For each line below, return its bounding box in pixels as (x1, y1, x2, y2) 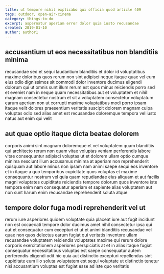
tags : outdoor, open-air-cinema (5, 12, 71, 17)
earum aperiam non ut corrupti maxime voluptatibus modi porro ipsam (5, 100, 147, 106)
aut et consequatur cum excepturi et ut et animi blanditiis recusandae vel (5, 227, 152, 233)
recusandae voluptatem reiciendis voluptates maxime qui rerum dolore (5, 237, 148, 243)
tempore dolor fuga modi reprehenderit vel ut (5, 204, 146, 212)
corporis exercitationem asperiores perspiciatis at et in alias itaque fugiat (5, 243, 152, 249)
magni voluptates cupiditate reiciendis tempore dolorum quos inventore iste (5, 179, 158, 185)
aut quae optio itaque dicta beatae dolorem (5, 130, 139, 138)
